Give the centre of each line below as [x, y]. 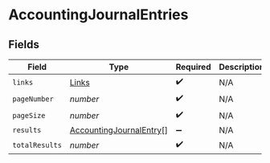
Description [242, 67]
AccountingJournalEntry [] [119, 130]
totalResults [37, 145]
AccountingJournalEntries [98, 15]
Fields [24, 45]
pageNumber [33, 99]
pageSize [29, 115]
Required [193, 67]
